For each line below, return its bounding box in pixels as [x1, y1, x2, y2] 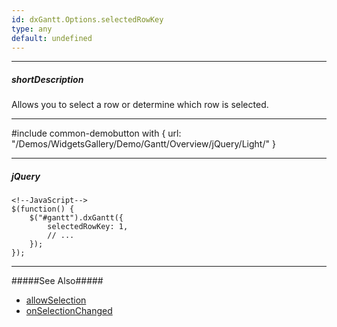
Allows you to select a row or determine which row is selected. [11, 99, 269, 111]
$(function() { [11, 204, 75, 215]
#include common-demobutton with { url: [11, 127, 182, 140]
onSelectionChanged [25, 305, 113, 317]
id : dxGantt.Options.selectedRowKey [11, 14, 164, 25]
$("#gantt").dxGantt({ [29, 213, 124, 223]
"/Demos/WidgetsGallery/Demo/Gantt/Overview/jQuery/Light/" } [11, 138, 276, 150]
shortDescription [11, 73, 84, 85]
